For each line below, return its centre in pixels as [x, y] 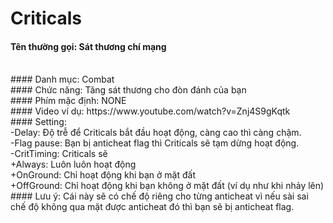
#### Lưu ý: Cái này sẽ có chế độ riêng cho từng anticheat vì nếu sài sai [159, 196]
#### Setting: [38, 122]
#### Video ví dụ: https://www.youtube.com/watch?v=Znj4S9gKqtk [150, 111]
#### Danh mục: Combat [62, 79]
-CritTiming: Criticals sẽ [59, 154]
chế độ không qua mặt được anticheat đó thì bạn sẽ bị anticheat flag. [152, 207]
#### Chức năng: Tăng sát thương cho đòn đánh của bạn [128, 90]
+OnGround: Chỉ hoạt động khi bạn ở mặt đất [103, 175]
